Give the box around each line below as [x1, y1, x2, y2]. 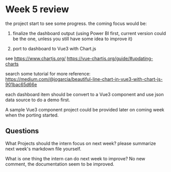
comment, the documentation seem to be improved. [5, 161, 114, 167]
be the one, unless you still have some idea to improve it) [12, 36, 133, 42]
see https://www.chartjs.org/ [5, 55, 66, 62]
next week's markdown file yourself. [5, 146, 82, 152]
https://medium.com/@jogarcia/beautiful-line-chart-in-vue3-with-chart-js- [5, 76, 163, 82]
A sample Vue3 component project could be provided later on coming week [5, 106, 164, 112]
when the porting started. [5, 112, 59, 118]
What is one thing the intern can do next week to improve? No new [5, 155, 145, 161]
